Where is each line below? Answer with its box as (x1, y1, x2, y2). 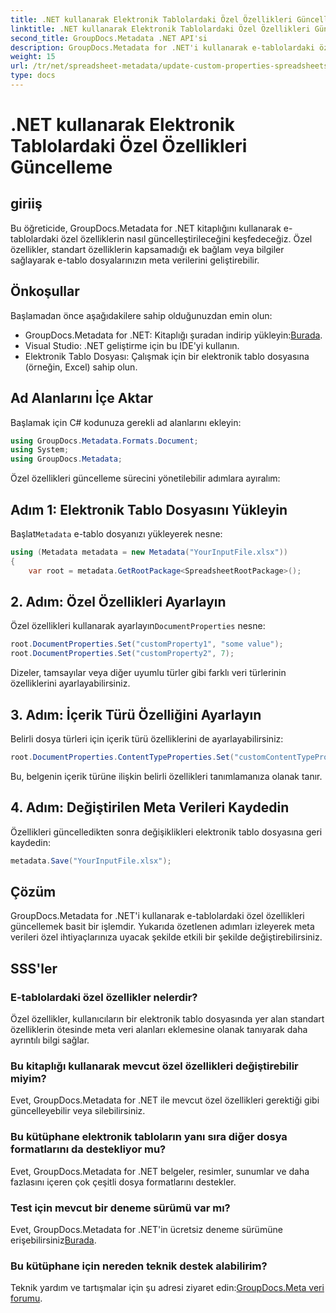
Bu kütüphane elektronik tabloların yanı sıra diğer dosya (10, 1130, 288, 1144)
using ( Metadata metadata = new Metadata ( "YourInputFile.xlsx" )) (10, 547, 288, 557)
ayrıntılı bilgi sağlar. (10, 1034, 90, 1046)
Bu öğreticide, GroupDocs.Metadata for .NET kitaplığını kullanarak (10, 222, 282, 234)
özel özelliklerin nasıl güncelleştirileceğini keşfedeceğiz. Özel (60, 232, 313, 245)
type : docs (10, 71, 56, 81)
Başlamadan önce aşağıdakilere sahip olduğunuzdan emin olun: (10, 309, 273, 321)
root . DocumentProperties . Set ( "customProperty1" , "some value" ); (10, 639, 284, 650)
